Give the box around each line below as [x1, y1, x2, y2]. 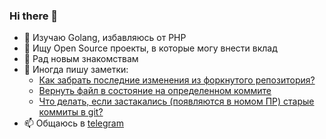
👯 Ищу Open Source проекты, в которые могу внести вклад [23, 42, 278, 54]
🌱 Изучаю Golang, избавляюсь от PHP [23, 32, 187, 44]
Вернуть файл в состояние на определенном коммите [38, 85, 272, 97]
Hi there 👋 [9, 9, 59, 23]
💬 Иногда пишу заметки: [23, 64, 129, 76]
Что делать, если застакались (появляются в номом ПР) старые [38, 95, 315, 108]
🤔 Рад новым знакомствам [23, 53, 139, 65]
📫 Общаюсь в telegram [23, 117, 124, 129]
